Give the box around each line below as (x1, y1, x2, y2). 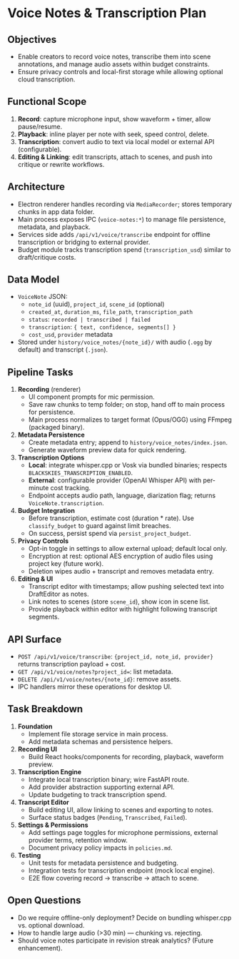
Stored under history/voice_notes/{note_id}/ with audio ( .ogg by (17, 338, 213, 347)
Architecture (7, 181, 66, 193)
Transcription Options (17, 453, 85, 462)
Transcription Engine (17, 767, 82, 776)
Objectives (7, 34, 57, 46)
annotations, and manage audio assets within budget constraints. (17, 60, 210, 68)
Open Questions (7, 894, 81, 907)
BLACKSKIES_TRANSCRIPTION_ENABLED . (28, 469, 133, 477)
